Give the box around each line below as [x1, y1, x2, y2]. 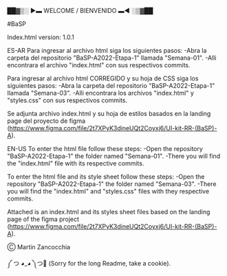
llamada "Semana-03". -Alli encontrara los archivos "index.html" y [7, 89, 195, 97]
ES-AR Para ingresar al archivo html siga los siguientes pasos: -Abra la [7, 47, 207, 54]
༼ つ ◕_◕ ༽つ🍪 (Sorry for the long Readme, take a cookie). [7, 260, 171, 267]
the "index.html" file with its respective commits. [7, 159, 144, 168]
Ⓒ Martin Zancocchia [7, 243, 71, 251]
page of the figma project [7, 215, 80, 223]
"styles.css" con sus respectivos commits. [7, 96, 128, 104]
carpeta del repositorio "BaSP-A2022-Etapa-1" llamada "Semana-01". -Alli [7, 54, 217, 62]
